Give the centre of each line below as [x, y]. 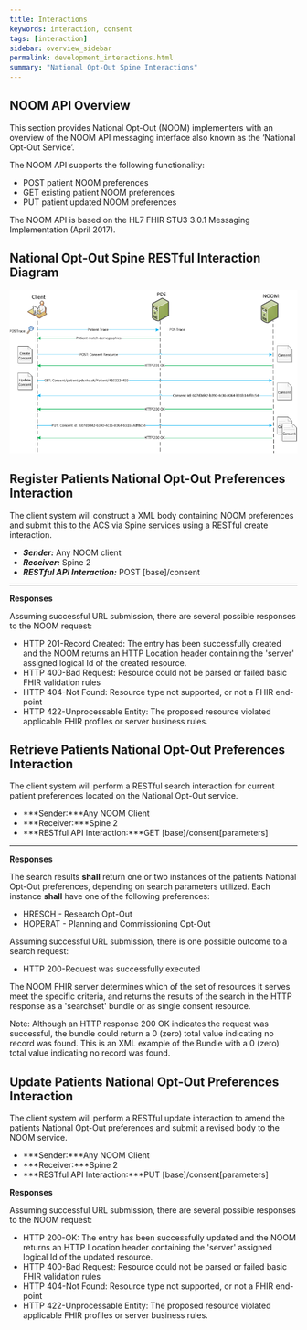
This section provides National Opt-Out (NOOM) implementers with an [142, 127]
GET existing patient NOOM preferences [99, 192]
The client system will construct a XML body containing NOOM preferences [152, 515]
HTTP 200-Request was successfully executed [111, 969]
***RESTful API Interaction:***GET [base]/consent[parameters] [145, 833]
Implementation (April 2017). [63, 230]
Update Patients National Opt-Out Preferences [144, 1082]
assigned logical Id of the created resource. [105, 662]
